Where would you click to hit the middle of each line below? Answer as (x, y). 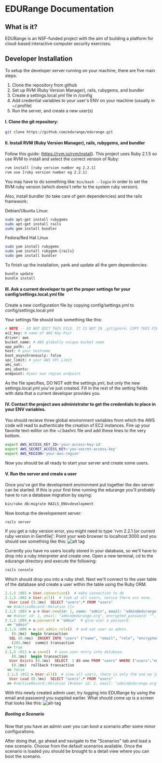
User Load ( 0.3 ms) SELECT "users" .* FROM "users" (61, 679)
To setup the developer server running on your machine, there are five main (80, 70)
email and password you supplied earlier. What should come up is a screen (80, 698)
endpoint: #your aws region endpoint (43, 374)
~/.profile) (22, 106)
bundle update (19, 274)
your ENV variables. (25, 409)
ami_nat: (14, 365)
